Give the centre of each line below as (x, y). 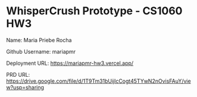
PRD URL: (18, 74)
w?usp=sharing (25, 87)
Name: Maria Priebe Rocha (39, 40)
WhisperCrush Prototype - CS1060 (94, 11)
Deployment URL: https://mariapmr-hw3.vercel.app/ (70, 63)
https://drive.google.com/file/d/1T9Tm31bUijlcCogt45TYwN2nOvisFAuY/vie (99, 81)
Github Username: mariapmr (41, 51)
